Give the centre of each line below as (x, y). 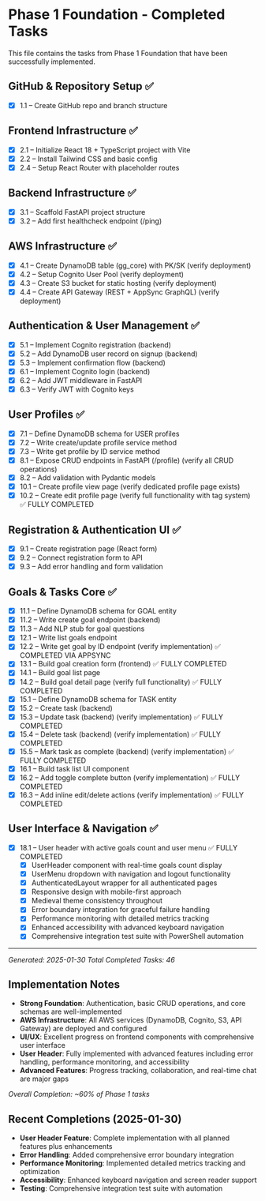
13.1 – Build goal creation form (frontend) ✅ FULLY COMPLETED (123, 664)
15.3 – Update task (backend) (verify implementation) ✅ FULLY (121, 717)
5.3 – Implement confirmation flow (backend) (92, 362)
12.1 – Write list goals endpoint (68, 638)
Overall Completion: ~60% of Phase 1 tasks (79, 1094)
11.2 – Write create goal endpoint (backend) (90, 620)
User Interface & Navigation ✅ (83, 829)
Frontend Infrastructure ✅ (73, 131)
